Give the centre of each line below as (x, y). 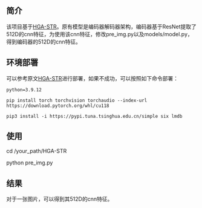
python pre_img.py (30, 163)
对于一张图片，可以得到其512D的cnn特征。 (60, 199)
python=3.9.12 (24, 89)
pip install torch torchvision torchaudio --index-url (77, 100)
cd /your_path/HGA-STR (37, 151)
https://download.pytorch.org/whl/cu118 (58, 106)
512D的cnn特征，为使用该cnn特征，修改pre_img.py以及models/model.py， (99, 34)
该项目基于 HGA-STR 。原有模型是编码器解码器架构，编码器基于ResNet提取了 (101, 27)
